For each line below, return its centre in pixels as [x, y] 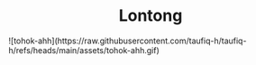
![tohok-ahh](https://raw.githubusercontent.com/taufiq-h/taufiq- [128, 41]
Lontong [151, 16]
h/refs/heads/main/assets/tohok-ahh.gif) [84, 50]
